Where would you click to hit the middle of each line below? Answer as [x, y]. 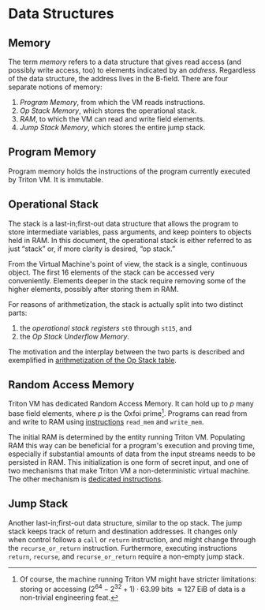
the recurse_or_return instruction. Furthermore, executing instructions [123, 548]
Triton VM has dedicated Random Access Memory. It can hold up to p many [131, 404]
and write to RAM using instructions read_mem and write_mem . [106, 422]
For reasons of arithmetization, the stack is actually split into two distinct [126, 304]
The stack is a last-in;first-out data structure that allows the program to [123, 223]
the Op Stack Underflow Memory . [75, 336]
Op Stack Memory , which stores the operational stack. [108, 110]
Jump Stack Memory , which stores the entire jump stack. [112, 127]
